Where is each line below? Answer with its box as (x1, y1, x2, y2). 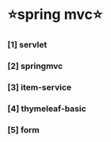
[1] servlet (7, 40, 48, 51)
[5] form (7, 124, 40, 135)
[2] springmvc (7, 60, 63, 71)
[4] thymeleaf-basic (7, 103, 86, 114)
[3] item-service (7, 82, 72, 93)
